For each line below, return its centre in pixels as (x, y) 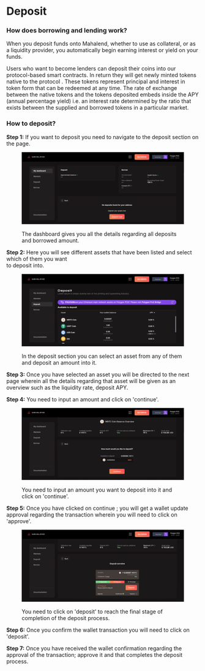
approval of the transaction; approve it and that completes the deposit (95, 655)
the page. (18, 143)
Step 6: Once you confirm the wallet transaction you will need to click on (98, 630)
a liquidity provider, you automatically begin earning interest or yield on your (102, 50)
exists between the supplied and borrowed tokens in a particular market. (98, 108)
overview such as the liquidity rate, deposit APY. (67, 387)
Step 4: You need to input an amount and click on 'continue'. (83, 399)
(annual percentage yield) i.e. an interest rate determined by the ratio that (99, 101)
